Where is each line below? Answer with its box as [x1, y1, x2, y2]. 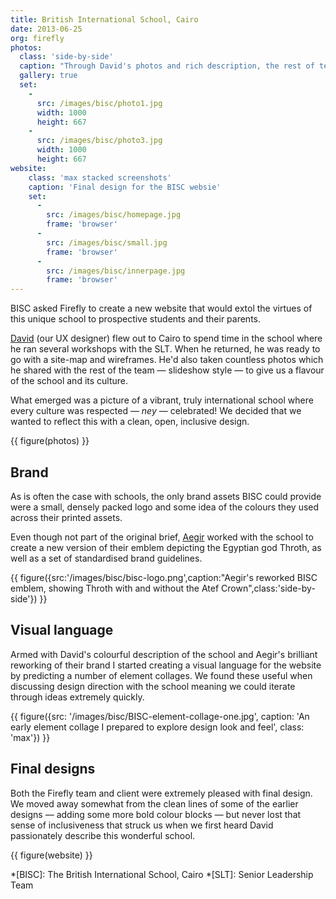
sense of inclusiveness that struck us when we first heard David [10, 819, 274, 831]
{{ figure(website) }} [10, 849, 93, 861]
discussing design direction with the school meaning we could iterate [10, 680, 296, 692]
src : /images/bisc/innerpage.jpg [46, 266, 186, 276]
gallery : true [19, 71, 78, 81]
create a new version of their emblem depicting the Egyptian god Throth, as [10, 541, 322, 553]
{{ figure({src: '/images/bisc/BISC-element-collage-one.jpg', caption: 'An [10, 710, 310, 722]
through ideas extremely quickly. [10, 691, 145, 703]
